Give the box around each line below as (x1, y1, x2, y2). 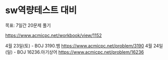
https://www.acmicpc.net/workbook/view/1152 (5, 32, 102, 38)
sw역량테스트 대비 (5, 5, 77, 16)
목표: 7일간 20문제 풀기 (5, 22, 51, 28)
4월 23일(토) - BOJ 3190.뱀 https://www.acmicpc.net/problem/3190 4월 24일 (5, 42, 163, 48)
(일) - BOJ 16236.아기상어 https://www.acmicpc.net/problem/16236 (5, 49, 144, 55)
